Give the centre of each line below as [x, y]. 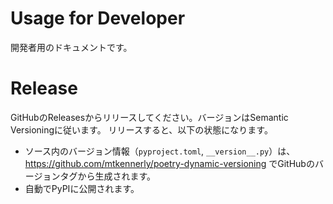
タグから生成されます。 [108, 176]
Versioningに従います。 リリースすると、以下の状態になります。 [141, 129]
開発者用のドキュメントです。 [71, 47]
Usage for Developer [98, 18]
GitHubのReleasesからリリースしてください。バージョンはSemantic [149, 117]
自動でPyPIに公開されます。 [82, 188]
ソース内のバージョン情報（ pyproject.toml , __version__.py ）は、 [160, 151]
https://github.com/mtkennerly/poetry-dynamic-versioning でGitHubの [169, 163]
